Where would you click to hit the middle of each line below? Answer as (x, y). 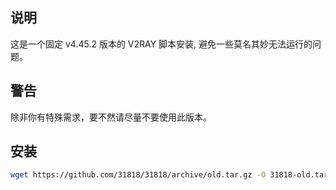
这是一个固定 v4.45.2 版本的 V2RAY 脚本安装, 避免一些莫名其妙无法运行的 (161, 44)
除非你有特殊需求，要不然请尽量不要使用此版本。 (111, 117)
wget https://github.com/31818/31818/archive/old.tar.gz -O (138, 175)
